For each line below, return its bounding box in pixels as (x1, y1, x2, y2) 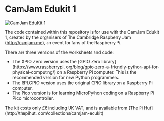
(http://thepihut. (5, 110, 37, 116)
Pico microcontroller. (12, 95, 54, 101)
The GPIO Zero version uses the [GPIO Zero (12, 59, 101, 64)
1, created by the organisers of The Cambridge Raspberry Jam (5, 34, 131, 40)
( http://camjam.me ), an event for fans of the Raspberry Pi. (5, 39, 122, 45)
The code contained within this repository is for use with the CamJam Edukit (5, 29, 159, 35)
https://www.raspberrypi (14, 64, 64, 70)
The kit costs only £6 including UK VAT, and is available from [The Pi (5, 105, 143, 111)
